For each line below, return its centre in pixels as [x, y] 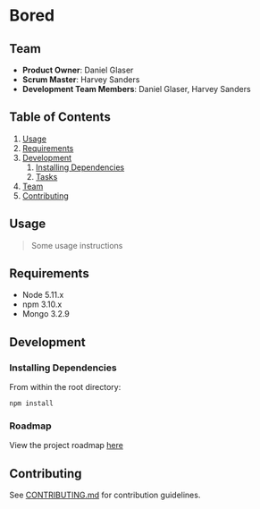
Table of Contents [60, 117]
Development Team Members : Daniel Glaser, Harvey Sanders [137, 89]
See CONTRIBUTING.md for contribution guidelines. [105, 495]
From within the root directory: [65, 387]
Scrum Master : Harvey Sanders [81, 80]
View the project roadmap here [66, 445]
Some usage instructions [77, 245]
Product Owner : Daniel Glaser [78, 70]
